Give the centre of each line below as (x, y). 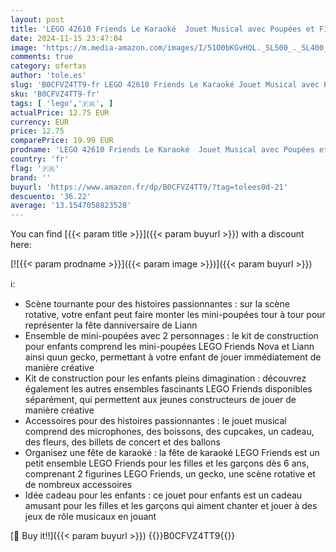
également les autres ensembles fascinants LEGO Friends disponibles (168, 389)
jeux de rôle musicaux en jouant (90, 517)
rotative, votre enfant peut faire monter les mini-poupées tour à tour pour (175, 315)
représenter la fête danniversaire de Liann (111, 325)
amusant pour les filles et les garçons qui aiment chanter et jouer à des (171, 506)
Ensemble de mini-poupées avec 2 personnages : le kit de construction (171, 336)
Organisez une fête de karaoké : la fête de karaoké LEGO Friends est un (172, 453)
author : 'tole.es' (48, 76)
